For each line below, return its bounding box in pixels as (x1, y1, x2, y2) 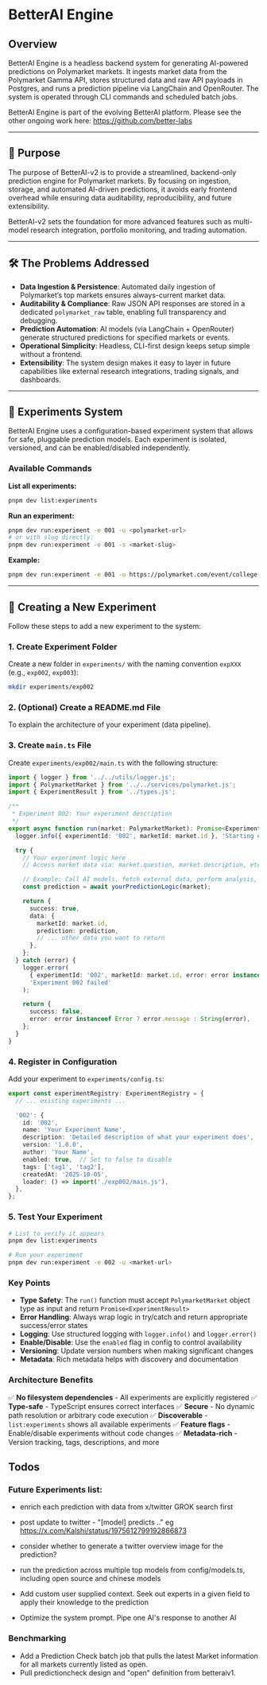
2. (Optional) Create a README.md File (8, 702, 161, 713)
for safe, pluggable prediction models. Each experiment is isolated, (8, 435, 227, 445)
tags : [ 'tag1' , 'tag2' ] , (22, 1163, 105, 1171)
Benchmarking (8, 1633, 67, 1644)
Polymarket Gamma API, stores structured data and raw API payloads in (8, 76, 244, 84)
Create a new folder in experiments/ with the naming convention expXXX (8, 659, 242, 669)
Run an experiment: (8, 511, 75, 520)
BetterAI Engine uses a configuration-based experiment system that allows (8, 426, 253, 436)
